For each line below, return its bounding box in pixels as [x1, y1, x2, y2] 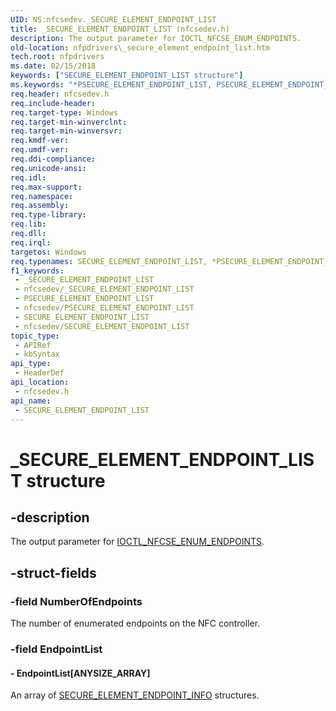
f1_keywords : [10, 266, 65, 276]
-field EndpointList [10, 642, 103, 656]
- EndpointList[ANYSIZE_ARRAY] [10, 667, 151, 679]
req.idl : [10, 172, 47, 183]
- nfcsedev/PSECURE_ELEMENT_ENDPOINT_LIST [14, 303, 195, 313]
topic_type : [10, 331, 60, 341]
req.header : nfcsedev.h [10, 89, 110, 99]
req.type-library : [10, 210, 87, 220]
